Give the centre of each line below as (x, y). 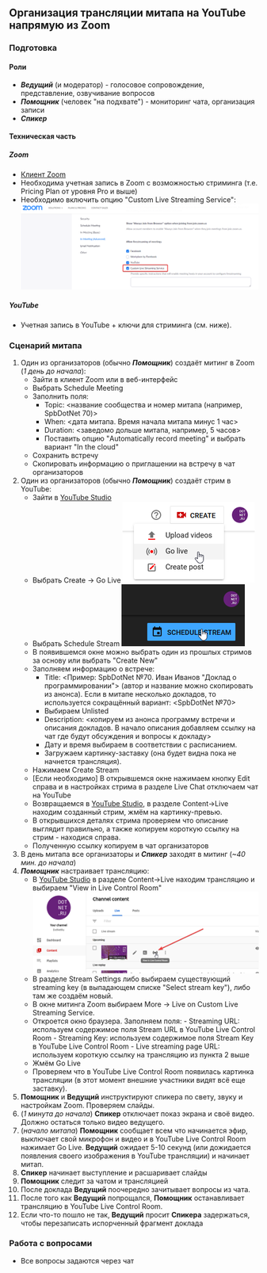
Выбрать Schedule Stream (76, 644)
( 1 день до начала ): (53, 371)
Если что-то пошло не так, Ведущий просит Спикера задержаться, (135, 1214)
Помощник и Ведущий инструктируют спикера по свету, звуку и (132, 1096)
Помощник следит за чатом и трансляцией (94, 1181)
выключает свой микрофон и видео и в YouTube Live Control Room (133, 1139)
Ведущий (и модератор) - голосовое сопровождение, (113, 84)
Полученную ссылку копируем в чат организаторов (120, 846)
